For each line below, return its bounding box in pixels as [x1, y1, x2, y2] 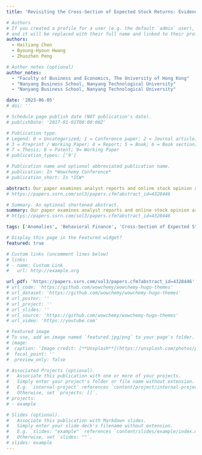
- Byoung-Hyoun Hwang [11, 47, 66, 54]
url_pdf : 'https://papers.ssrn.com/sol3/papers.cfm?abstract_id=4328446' [6, 279, 195, 285]
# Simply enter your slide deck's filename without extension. [6, 423, 173, 429]
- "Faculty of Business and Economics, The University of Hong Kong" [11, 75, 189, 81]
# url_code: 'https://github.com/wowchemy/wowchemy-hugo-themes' [6, 284, 173, 290]
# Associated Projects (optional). [6, 367, 96, 373]
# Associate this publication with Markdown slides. [6, 417, 147, 424]
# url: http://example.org [6, 268, 79, 274]
